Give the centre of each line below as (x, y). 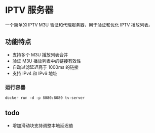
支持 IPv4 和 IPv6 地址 (35, 73)
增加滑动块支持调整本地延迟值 (42, 125)
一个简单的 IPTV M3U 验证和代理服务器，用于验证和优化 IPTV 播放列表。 (79, 25)
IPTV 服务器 (29, 10)
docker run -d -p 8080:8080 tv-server (45, 98)
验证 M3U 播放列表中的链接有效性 (47, 61)
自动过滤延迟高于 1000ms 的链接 (45, 67)
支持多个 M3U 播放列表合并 (40, 54)
